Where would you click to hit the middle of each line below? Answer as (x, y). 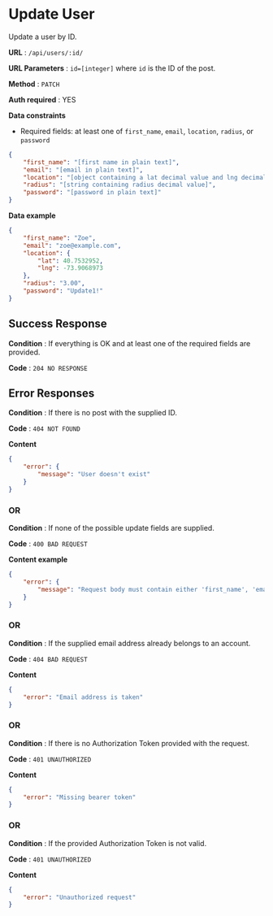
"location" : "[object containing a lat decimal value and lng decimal (145, 177)
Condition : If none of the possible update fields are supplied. (112, 528)
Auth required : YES (42, 99)
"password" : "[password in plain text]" (92, 193)
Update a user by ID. (43, 37)
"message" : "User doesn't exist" (94, 475)
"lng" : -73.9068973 (71, 268)
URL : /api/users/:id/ (46, 52)
